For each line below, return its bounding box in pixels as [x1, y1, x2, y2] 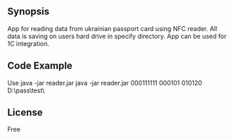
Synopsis [7, 6, 49, 18]
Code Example [7, 60, 73, 72]
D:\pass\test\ [7, 86, 45, 95]
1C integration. [7, 39, 49, 48]
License [7, 107, 43, 119]
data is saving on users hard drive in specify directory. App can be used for [7, 32, 227, 40]
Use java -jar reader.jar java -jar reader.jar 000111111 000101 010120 [7, 78, 203, 87]
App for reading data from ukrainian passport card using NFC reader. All [7, 24, 218, 32]
